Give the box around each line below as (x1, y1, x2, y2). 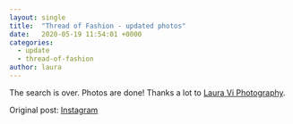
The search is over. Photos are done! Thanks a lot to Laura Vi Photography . (9, 87, 286, 98)
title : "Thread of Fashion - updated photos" (9, 21, 186, 30)
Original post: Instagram (9, 104, 99, 115)
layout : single (9, 12, 66, 22)
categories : (9, 37, 54, 47)
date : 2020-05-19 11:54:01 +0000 (9, 29, 142, 38)
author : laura (9, 63, 63, 72)
